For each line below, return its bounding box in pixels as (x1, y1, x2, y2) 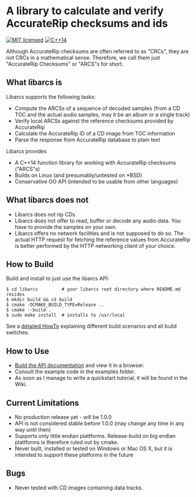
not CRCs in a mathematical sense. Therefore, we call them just (6, 54, 161, 61)
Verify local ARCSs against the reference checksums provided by (14, 117, 174, 124)
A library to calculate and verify (6, 4, 164, 18)
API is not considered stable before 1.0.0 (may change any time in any (14, 420, 185, 427)
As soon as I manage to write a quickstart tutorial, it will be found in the (14, 375, 188, 382)
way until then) (14, 426, 51, 433)
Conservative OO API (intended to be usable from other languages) (14, 177, 178, 185)
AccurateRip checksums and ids (6, 17, 168, 30)
